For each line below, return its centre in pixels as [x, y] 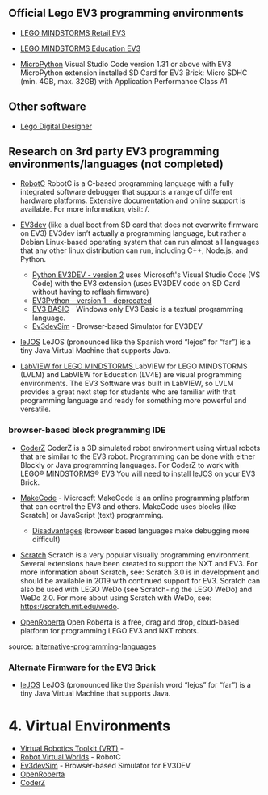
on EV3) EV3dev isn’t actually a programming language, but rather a [133, 233]
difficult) [46, 539]
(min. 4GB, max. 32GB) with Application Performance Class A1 [124, 81]
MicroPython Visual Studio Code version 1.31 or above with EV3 [126, 64]
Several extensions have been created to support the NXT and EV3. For [139, 563]
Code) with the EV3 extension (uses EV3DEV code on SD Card [136, 284]
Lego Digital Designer [56, 126]
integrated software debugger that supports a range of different [126, 192]
